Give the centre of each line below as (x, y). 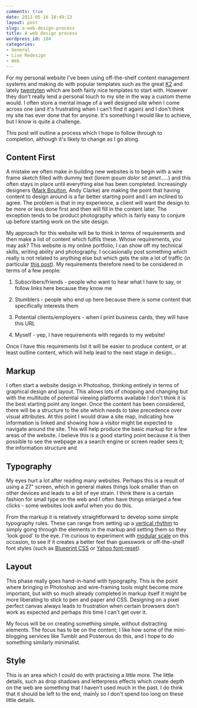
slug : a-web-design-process (41, 28)
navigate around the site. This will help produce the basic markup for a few (97, 429)
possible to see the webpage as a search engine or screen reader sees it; (95, 441)
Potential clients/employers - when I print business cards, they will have (101, 317)
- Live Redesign (26, 55)
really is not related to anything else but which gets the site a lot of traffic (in (98, 258)
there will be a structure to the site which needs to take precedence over (94, 410)
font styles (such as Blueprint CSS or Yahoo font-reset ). (74, 548)
